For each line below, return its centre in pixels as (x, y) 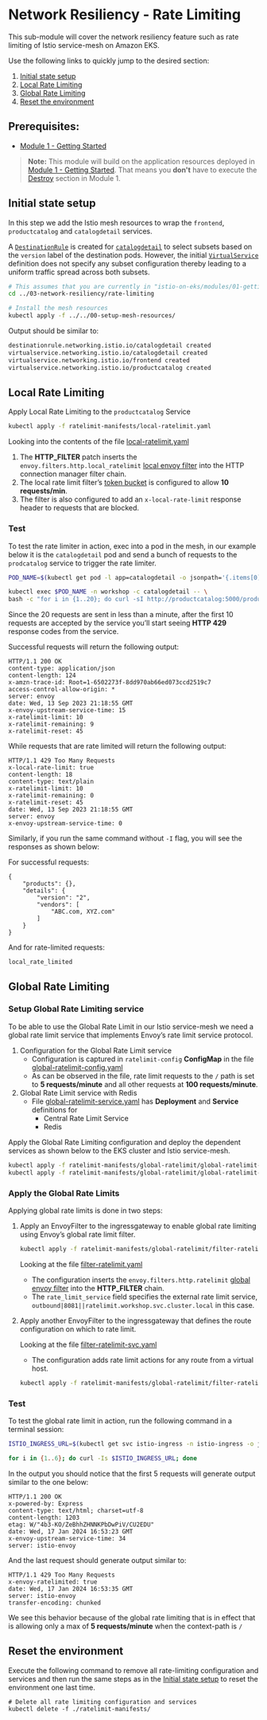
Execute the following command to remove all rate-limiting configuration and (133, 1670)
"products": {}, (50, 884)
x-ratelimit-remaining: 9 (51, 724)
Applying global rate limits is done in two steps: (85, 1210)
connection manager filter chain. (73, 474)
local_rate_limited (41, 962)
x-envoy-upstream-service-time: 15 (67, 710)
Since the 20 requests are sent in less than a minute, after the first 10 (121, 615)
